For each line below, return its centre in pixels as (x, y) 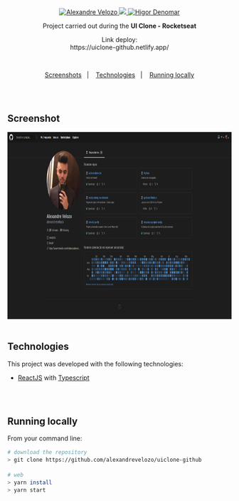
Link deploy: (119, 40)
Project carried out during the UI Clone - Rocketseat (119, 26)
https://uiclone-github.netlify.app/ (119, 47)
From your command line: (45, 438)
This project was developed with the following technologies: (95, 363)
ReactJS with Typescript (54, 378)
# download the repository (47, 453)
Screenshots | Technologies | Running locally (119, 75)
